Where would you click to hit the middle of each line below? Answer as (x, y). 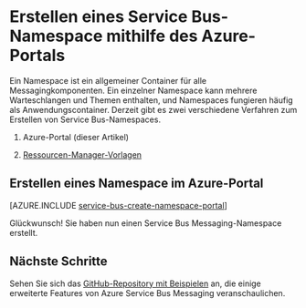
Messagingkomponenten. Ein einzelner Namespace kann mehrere (133, 90)
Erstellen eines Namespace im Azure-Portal (137, 184)
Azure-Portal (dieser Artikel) (76, 137)
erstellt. (24, 232)
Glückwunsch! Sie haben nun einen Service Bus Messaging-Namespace (146, 223)
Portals (37, 56)
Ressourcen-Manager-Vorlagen (82, 154)
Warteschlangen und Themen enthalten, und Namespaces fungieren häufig (152, 100)
